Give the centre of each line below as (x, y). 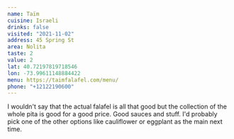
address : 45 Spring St (41, 40)
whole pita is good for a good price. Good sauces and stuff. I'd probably (112, 114)
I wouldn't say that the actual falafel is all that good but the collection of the (117, 106)
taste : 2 (20, 54)
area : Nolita (27, 47)
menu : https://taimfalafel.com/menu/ (63, 80)
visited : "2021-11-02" (41, 34)
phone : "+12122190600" (41, 87)
